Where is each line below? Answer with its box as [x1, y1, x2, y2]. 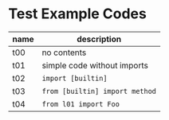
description [77, 33, 122, 45]
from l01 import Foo [41, 99, 120, 108]
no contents [41, 47, 87, 58]
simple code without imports [41, 60, 149, 71]
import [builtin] [41, 73, 108, 83]
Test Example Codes [8, 5, 147, 23]
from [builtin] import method [41, 87, 157, 95]
